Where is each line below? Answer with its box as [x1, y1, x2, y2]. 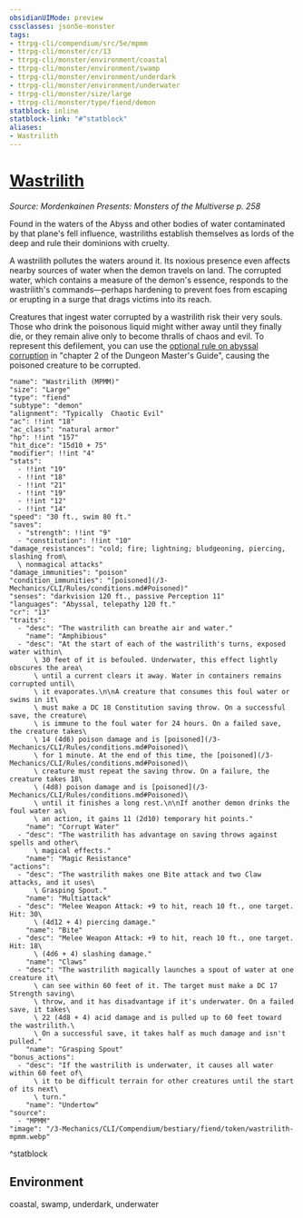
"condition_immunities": [9, 576, 103, 585]
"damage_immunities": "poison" [9, 568, 128, 577]
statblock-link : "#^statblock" [9, 114, 128, 124]
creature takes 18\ [9, 774, 83, 784]
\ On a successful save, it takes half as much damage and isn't [33, 1028, 286, 1038]
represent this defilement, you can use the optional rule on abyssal [9, 340, 259, 351]
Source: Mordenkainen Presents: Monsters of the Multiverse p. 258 [9, 201, 261, 212]
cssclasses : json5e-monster [9, 22, 116, 31]
